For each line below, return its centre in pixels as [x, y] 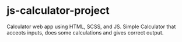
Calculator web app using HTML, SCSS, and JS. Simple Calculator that [91, 26]
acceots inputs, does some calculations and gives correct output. [85, 32]
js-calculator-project [58, 11]
